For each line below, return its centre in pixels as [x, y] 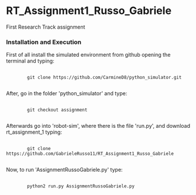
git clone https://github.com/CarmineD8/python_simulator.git [104, 78]
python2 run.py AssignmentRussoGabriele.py [81, 186]
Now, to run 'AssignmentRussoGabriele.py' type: [64, 170]
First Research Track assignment [46, 27]
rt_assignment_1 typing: [34, 132]
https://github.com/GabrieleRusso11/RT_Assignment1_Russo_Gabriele [90, 154]
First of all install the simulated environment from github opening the [88, 55]
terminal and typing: [30, 61]
